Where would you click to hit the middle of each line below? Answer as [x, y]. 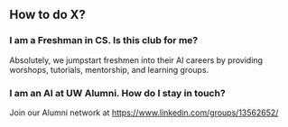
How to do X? [47, 15]
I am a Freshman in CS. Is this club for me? [104, 41]
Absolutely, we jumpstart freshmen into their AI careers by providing [136, 60]
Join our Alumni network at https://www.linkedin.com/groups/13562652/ [144, 113]
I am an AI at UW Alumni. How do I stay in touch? [117, 93]
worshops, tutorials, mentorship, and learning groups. [109, 69]
